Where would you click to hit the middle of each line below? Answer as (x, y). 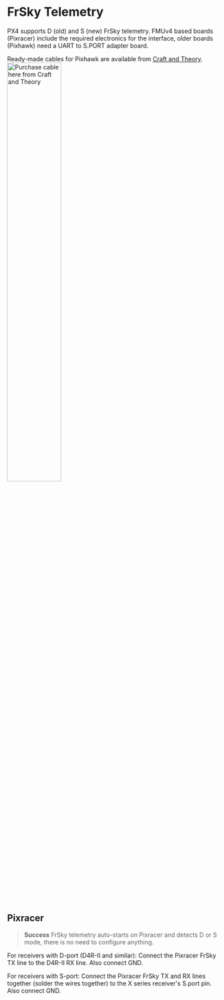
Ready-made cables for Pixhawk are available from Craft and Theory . (105, 58)
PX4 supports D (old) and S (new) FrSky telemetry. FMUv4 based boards (110, 31)
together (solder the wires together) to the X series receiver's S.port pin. (109, 983)
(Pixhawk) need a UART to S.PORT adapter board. (78, 45)
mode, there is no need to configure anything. (89, 942)
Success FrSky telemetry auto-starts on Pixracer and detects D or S (121, 935)
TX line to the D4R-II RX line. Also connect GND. (75, 962)
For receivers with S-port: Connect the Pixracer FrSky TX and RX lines (107, 976)
